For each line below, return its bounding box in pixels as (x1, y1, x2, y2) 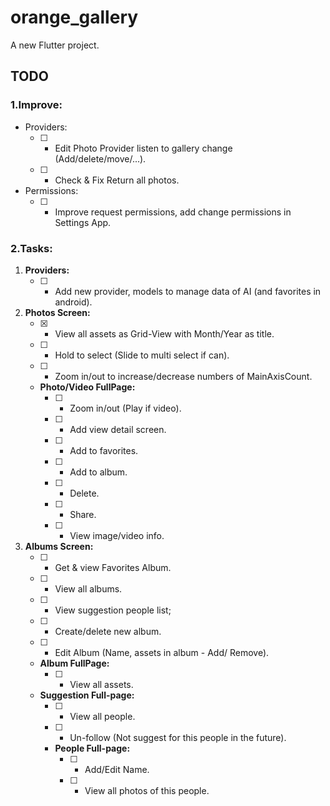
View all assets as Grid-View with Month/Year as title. (54, 327, 275, 340)
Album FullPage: (39, 657, 110, 669)
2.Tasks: (10, 241, 53, 255)
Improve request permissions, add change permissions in (54, 206, 292, 218)
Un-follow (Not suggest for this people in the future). (69, 731, 287, 743)
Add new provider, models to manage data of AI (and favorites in (54, 285, 322, 297)
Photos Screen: (24, 306, 91, 318)
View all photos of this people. (84, 784, 210, 796)
